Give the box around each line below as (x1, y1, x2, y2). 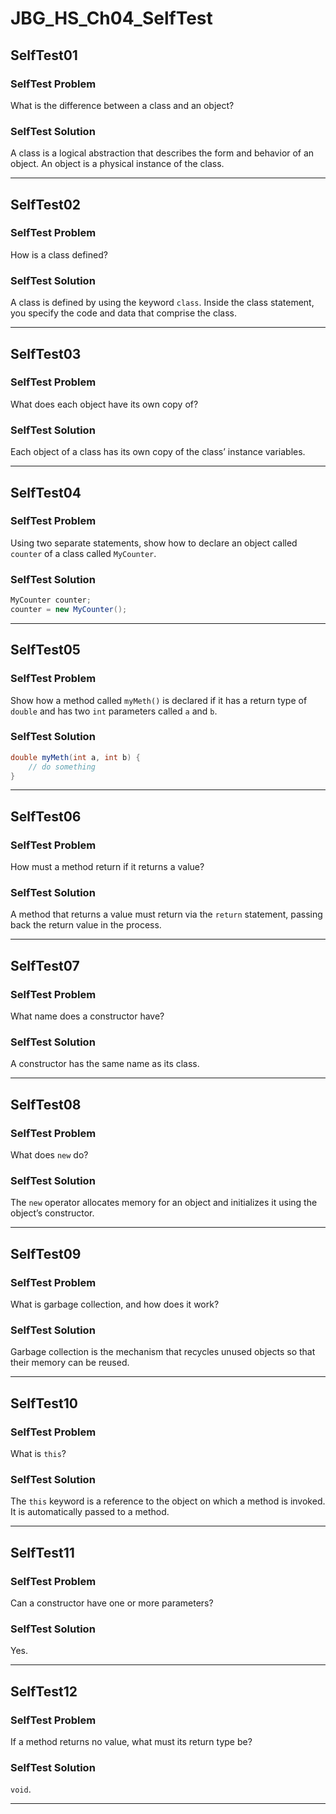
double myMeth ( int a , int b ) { (10, 752, 141, 762)
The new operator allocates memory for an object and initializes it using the (10, 1197, 318, 1209)
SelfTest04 (10, 484, 82, 501)
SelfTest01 (10, 47, 78, 64)
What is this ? (10, 1448, 67, 1460)
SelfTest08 (10, 1096, 82, 1113)
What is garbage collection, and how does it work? (10, 1298, 220, 1311)
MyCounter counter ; (10, 595, 92, 606)
